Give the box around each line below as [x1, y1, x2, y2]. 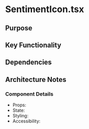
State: [12, 107, 25, 113]
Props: [12, 102, 27, 108]
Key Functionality [5, 40, 61, 49]
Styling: [12, 113, 29, 119]
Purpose [5, 24, 33, 32]
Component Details [5, 90, 54, 97]
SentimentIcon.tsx [5, 4, 84, 15]
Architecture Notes [5, 75, 67, 84]
